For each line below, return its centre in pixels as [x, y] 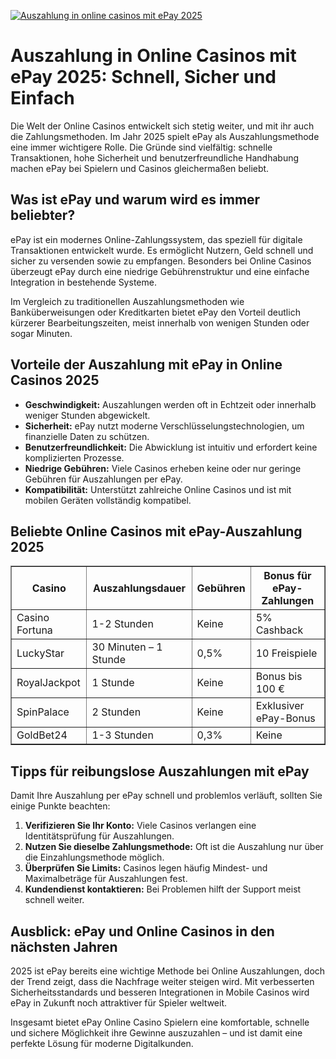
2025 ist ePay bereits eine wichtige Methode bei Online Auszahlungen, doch [168, 971]
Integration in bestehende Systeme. [83, 282]
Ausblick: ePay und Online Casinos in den [142, 931]
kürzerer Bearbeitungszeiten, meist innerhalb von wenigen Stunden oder [160, 322]
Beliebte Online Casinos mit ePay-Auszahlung [156, 531]
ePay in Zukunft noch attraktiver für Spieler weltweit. [119, 1003]
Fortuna [34, 630]
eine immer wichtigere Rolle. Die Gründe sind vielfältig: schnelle [141, 147]
